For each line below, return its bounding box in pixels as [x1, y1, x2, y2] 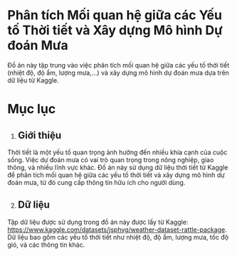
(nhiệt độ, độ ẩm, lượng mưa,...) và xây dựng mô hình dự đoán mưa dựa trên [7, 68, 230, 77]
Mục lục [7, 101, 56, 117]
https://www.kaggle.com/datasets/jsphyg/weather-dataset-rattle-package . [7, 225, 227, 234]
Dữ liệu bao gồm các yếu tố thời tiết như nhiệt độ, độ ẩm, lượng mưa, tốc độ [7, 233, 229, 241]
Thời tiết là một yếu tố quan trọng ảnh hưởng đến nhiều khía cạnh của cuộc [7, 148, 228, 156]
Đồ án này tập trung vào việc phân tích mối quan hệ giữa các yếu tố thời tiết [7, 60, 230, 69]
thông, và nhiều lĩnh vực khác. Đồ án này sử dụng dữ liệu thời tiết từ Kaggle [7, 163, 228, 171]
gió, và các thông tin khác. [7, 240, 85, 249]
